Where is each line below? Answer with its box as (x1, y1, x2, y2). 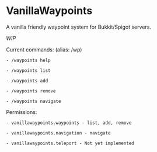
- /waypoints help (6, 57, 51, 63)
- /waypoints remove (6, 88, 57, 94)
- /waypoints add (6, 78, 48, 84)
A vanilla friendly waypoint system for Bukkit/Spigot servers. (6, 23, 152, 30)
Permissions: (6, 108, 37, 115)
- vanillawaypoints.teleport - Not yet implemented (6, 140, 134, 146)
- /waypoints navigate (6, 98, 61, 104)
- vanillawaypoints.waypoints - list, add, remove (6, 120, 132, 126)
